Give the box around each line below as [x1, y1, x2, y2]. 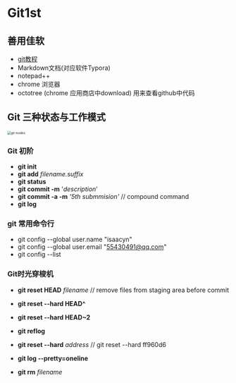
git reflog [17, 327, 46, 335]
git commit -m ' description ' [17, 185, 99, 193]
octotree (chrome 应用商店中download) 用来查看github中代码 [17, 89, 195, 97]
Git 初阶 [7, 146, 34, 156]
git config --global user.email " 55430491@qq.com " [17, 243, 167, 251]
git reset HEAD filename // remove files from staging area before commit [17, 286, 230, 294]
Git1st [7, 5, 42, 21]
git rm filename [17, 367, 63, 376]
